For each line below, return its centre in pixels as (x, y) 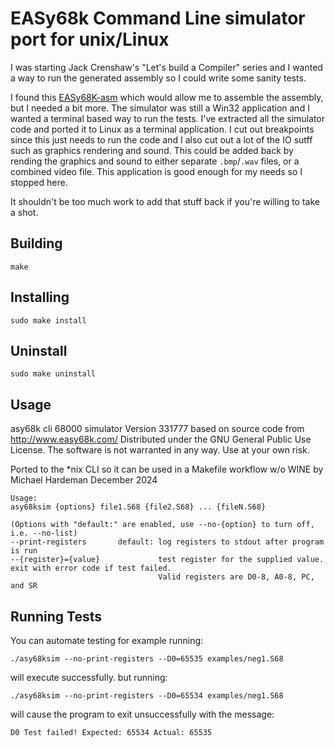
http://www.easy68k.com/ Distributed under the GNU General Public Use (161, 439)
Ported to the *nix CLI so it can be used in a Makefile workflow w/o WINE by (167, 469)
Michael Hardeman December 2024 (84, 480)
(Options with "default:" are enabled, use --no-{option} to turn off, (162, 525)
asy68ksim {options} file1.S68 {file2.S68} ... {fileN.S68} (138, 507)
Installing (40, 297)
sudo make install (48, 320)
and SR (24, 586)
